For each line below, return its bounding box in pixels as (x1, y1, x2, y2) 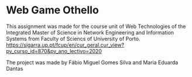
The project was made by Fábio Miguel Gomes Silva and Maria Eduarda (6, 59, 179, 66)
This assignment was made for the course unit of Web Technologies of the (6, 23, 186, 30)
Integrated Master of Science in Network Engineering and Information (6, 29, 174, 36)
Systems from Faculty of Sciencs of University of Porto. (6, 35, 140, 42)
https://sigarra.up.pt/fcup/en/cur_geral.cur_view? (6, 41, 125, 48)
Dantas (6, 65, 23, 72)
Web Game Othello (6, 3, 100, 17)
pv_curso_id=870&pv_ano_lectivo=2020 (6, 47, 102, 54)
